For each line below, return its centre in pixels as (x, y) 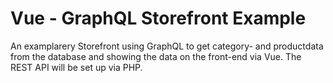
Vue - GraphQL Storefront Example (158, 18)
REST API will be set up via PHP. (76, 67)
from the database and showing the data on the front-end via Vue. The (156, 56)
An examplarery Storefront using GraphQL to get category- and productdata (167, 46)
